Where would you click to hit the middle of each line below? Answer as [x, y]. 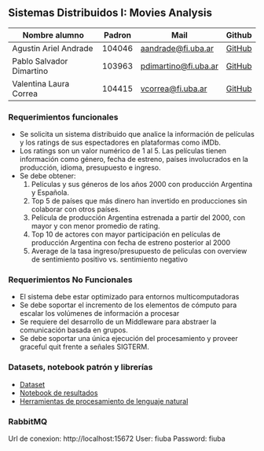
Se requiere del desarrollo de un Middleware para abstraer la [118, 322]
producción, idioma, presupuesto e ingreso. [90, 167]
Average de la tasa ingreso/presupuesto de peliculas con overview [139, 251]
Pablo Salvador [40, 60]
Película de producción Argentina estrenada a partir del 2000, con [138, 218]
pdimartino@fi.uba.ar [179, 66]
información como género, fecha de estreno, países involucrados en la [134, 159]
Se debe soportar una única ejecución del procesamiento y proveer [128, 339]
